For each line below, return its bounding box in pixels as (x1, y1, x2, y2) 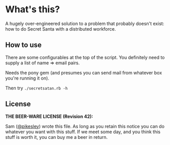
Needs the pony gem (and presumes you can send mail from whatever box (5, 69, 162, 76)
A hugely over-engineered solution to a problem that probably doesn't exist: (5, 20, 164, 27)
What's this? (5, 4, 60, 15)
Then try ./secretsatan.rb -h (5, 85, 68, 91)
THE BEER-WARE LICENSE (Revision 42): (5, 113, 93, 119)
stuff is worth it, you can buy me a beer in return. (5, 134, 108, 140)
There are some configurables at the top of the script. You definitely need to (5, 54, 165, 60)
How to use (5, 41, 42, 50)
